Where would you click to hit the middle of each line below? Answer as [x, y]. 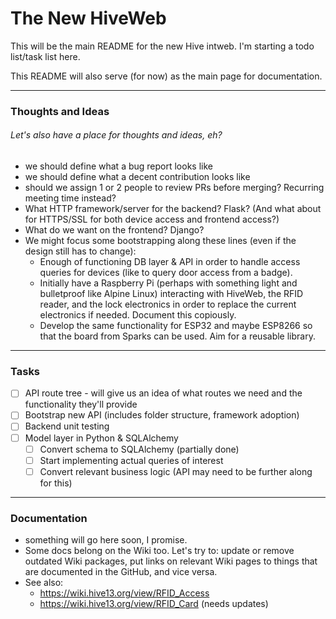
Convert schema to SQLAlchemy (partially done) [139, 449]
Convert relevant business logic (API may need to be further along [176, 471]
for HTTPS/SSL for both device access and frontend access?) [152, 219]
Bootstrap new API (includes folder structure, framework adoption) [162, 415]
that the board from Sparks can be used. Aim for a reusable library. [177, 336]
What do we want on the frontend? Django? [114, 230]
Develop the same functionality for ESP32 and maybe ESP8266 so [176, 326]
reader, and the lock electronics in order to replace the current [168, 304]
